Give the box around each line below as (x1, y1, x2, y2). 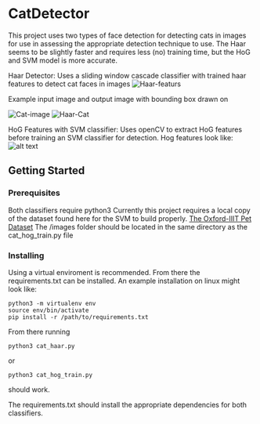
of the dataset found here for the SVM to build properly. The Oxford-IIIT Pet (8, 213, 252, 223)
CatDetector (8, 5, 90, 23)
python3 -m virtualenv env (8, 299, 96, 307)
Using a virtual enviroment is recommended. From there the (8, 267, 200, 277)
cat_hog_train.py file (8, 230, 74, 240)
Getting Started (8, 164, 85, 177)
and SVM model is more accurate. (8, 56, 118, 65)
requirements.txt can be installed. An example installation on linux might (8, 276, 240, 285)
